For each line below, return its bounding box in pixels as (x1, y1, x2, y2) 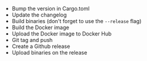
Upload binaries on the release (11, 49, 87, 56)
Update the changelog (11, 11, 67, 18)
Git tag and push (11, 37, 53, 43)
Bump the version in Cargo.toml (11, 5, 90, 12)
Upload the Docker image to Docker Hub (11, 30, 112, 37)
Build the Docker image (11, 24, 70, 31)
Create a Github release (11, 43, 70, 50)
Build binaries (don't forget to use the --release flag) (11, 18, 142, 24)
